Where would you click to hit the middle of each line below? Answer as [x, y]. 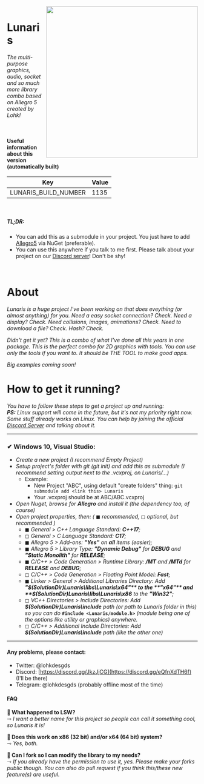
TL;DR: [16, 221]
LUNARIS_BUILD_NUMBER [48, 193]
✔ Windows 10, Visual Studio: [51, 447]
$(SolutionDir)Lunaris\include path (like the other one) [94, 633]
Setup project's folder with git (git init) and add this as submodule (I [100, 467]
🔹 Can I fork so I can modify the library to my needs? [74, 755]
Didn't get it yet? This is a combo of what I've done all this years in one [95, 340]
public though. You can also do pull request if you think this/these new [95, 768]
